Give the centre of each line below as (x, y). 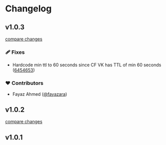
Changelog (28, 9)
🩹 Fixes (15, 52)
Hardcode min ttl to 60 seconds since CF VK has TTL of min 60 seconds (87, 65)
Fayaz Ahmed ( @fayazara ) (40, 94)
